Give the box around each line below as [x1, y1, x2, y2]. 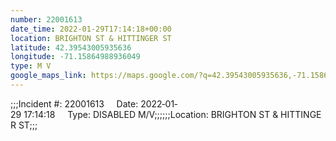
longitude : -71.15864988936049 [10, 52, 141, 62]
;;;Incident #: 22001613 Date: [10, 97, 139, 110]
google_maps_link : [10, 71, 87, 81]
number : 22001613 [10, 14, 83, 25]
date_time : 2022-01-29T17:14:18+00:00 [10, 24, 172, 34]
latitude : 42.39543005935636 [10, 42, 132, 53]
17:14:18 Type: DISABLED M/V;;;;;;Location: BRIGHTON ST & [23, 108, 279, 120]
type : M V [10, 61, 52, 71]
